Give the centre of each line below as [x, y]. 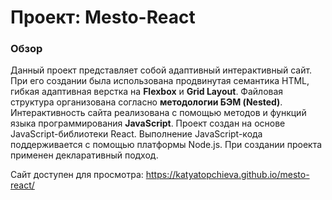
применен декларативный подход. [84, 155]
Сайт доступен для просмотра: [77, 175]
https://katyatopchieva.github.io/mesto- [227, 175]
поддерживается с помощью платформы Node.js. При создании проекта [166, 145]
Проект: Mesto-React [103, 17]
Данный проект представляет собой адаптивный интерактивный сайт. [161, 70]
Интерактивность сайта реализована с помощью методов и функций [158, 113]
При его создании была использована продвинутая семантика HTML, [160, 81]
